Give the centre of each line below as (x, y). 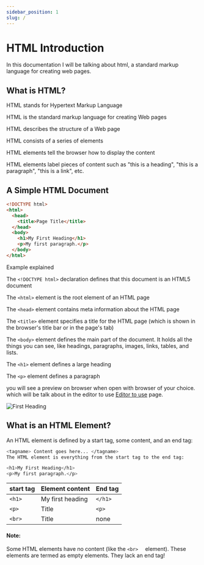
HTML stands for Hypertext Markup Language (64, 105)
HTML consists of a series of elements (55, 141)
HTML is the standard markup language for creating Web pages (86, 117)
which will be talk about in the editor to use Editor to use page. (85, 394)
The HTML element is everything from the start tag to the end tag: (95, 457)
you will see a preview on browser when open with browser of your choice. (101, 388)
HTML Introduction (55, 48)
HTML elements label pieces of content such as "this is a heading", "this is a (102, 164)
